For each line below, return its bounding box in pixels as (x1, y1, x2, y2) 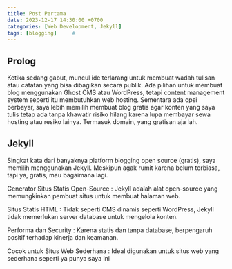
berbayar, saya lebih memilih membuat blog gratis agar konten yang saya (7, 103, 215, 112)
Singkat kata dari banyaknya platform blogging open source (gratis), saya (7, 156, 216, 164)
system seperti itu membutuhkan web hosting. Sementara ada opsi (7, 96, 197, 104)
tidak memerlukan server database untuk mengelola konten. (7, 212, 178, 220)
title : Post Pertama (7, 10, 67, 17)
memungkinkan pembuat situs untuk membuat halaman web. (7, 191, 181, 200)
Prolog (7, 55, 37, 67)
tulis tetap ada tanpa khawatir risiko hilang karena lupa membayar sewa (7, 110, 211, 119)
